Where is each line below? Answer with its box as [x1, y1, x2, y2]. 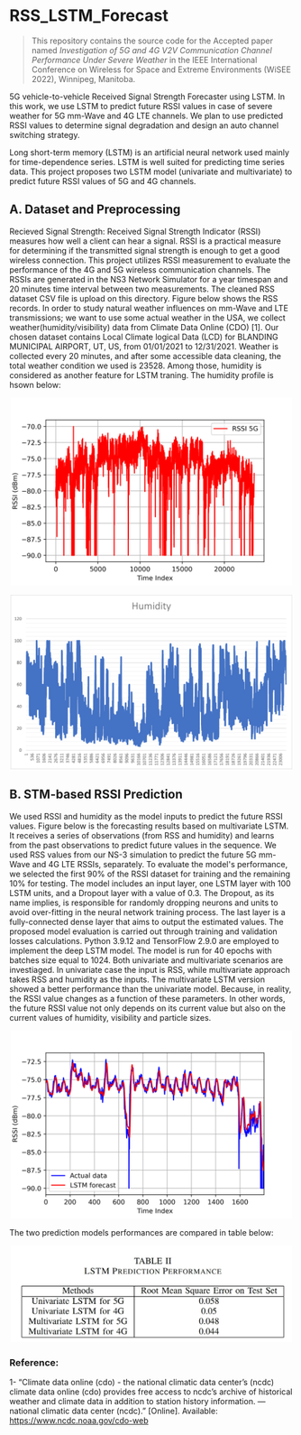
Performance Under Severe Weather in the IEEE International [31, 54, 258, 65]
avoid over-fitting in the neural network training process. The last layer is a [9, 906, 286, 917]
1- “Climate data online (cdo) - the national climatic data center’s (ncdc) [9, 1377, 275, 1388]
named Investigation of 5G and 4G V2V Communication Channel [31, 44, 272, 55]
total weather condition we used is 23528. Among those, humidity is [9, 360, 262, 371]
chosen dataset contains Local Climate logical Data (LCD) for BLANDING [9, 331, 278, 342]
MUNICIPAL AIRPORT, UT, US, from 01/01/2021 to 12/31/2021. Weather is [9, 340, 279, 352]
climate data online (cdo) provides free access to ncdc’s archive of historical [9, 1386, 293, 1397]
